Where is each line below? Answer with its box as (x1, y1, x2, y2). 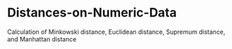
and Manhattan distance (7, 35, 77, 43)
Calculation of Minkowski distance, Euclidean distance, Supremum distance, (7, 28, 226, 36)
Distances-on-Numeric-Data (7, 5, 177, 21)
